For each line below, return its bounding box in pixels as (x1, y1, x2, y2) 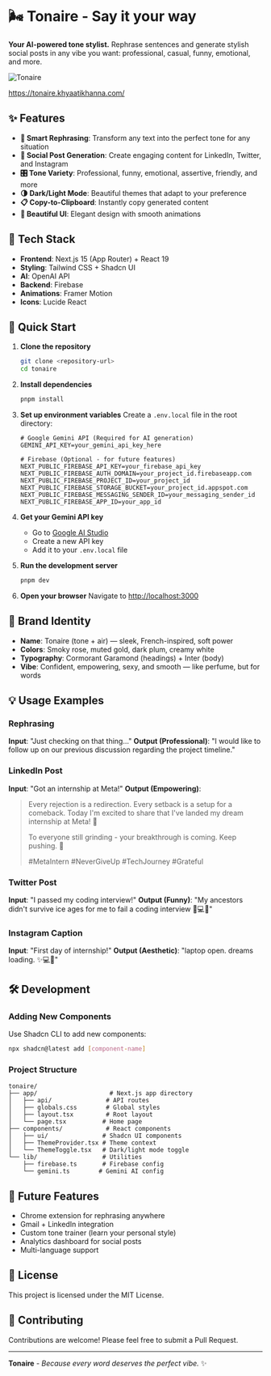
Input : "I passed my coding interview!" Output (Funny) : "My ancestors (8, 894, 244, 904)
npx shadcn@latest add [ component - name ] (8, 1044, 147, 1053)
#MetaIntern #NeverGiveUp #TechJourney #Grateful (27, 856, 204, 866)
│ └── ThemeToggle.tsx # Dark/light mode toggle (8, 1146, 190, 1154)
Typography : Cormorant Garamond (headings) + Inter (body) (19, 653, 224, 663)
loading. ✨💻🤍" (8, 955, 59, 965)
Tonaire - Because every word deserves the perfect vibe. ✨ (8, 1358, 207, 1368)
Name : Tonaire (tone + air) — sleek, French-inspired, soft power (19, 635, 234, 645)
